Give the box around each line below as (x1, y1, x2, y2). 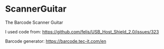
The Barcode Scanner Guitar (5, 19, 63, 25)
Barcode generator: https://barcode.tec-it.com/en (5, 38, 107, 44)
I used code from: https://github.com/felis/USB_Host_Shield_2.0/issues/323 (5, 29, 159, 34)
